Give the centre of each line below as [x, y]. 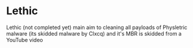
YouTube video [25, 40]
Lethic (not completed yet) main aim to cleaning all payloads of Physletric [97, 27]
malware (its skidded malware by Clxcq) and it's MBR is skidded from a [94, 33]
